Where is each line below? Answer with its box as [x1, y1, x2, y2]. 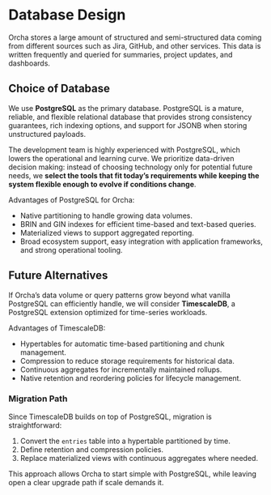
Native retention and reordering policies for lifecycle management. [19, 373, 241, 382]
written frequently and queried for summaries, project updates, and [8, 49, 233, 59]
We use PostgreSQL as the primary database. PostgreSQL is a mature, [8, 103, 244, 113]
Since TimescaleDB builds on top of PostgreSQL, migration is [8, 412, 212, 421]
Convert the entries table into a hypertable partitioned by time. [19, 436, 231, 446]
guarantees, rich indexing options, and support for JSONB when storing [8, 120, 248, 130]
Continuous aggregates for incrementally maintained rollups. [19, 365, 222, 374]
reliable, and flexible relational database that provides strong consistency [8, 112, 252, 122]
